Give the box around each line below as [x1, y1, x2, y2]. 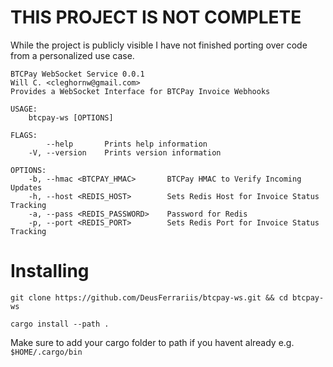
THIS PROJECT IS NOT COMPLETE [10, 6, 302, 29]
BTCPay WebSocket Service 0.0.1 [10, 69, 145, 79]
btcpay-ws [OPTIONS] [28, 112, 114, 123]
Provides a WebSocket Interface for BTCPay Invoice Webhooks [10, 86, 271, 96]
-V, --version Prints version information [28, 147, 222, 158]
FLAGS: [10, 130, 38, 140]
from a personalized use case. [10, 49, 135, 61]
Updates [10, 182, 43, 193]
